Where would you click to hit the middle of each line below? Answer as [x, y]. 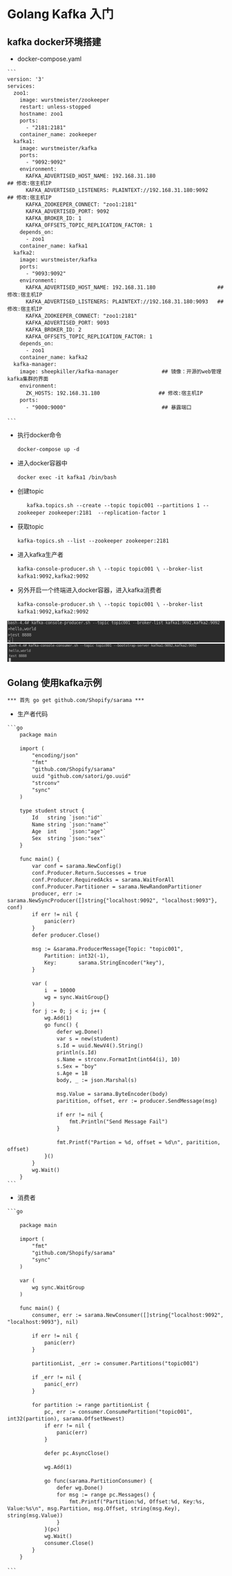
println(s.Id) [77, 1053]
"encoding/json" [55, 756]
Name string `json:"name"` [71, 825]
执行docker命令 [39, 435]
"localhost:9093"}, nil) [43, 1322]
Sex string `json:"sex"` [69, 839]
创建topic [30, 491]
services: [21, 86]
